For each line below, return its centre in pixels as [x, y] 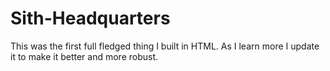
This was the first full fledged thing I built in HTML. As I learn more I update [165, 46]
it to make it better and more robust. [84, 56]
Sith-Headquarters [90, 18]
